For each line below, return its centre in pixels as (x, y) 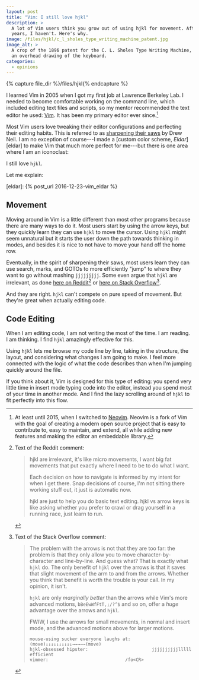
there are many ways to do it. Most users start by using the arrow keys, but (98, 226)
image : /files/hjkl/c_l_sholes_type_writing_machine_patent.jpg (87, 39)
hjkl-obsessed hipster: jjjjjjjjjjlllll (110, 650)
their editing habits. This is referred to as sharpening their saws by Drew (94, 133)
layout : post (22, 12)
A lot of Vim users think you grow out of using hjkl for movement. (98, 28)
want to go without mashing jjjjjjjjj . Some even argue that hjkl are (92, 275)
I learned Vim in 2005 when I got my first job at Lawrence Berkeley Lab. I (95, 95)
